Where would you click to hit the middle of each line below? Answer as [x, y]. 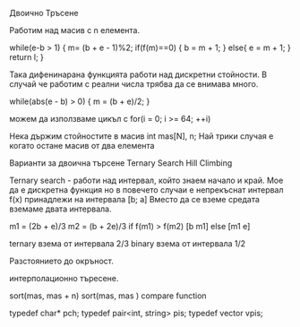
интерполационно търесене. [64, 278]
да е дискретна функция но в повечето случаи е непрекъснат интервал [146, 190]
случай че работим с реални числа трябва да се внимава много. [134, 84]
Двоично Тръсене [44, 13]
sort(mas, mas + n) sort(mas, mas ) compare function [108, 296]
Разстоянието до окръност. [62, 261]
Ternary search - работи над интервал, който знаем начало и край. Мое [146, 180]
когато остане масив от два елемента [82, 146]
